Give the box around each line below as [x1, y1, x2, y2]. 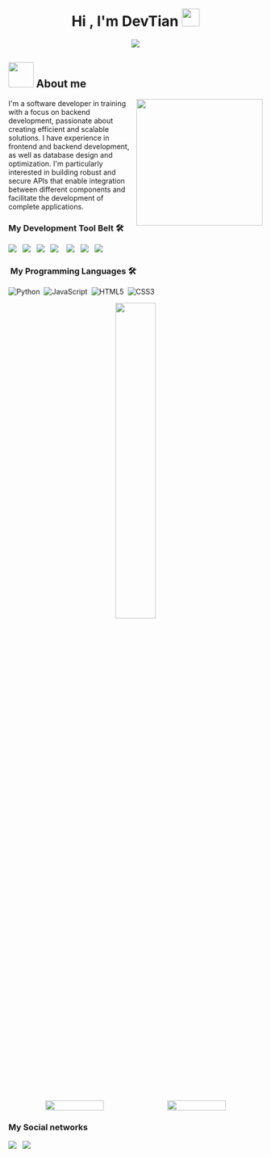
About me [35, 77, 87, 91]
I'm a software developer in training [8, 98, 127, 108]
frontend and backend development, [8, 142, 130, 151]
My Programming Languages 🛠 [10, 265, 136, 277]
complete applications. [8, 201, 85, 211]
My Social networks [8, 1121, 89, 1133]
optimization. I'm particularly [8, 159, 103, 168]
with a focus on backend [8, 107, 90, 117]
